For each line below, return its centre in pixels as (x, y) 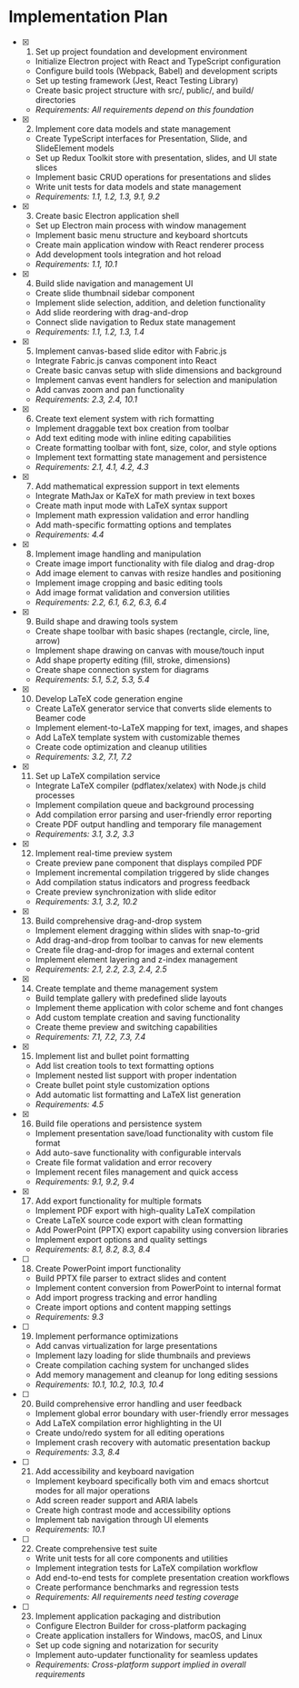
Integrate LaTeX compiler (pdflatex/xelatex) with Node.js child (150, 785)
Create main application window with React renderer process (149, 245)
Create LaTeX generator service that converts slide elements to (153, 708)
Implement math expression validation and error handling (142, 514)
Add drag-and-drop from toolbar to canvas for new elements (149, 940)
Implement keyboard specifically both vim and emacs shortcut (152, 1481)
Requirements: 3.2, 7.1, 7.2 (84, 756)
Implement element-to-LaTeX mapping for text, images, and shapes (161, 727)
